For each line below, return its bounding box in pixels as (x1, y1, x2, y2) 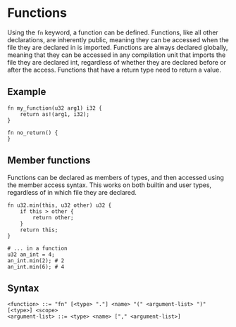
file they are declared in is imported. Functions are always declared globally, (7, 43, 228, 51)
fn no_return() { (7, 129, 58, 136)
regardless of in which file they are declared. (7, 188, 137, 196)
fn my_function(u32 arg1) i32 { (7, 104, 102, 112)
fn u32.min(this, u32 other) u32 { (7, 202, 112, 209)
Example (7, 86, 46, 98)
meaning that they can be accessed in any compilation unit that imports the (7, 51, 226, 59)
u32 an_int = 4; (7, 251, 55, 258)
